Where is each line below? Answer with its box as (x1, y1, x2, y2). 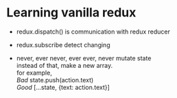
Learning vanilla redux (6, 5, 137, 21)
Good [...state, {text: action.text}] (16, 83, 110, 91)
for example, (16, 69, 52, 77)
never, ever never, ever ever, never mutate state (16, 53, 152, 62)
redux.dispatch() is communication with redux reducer (16, 27, 171, 36)
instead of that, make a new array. (16, 61, 113, 69)
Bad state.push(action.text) (16, 75, 94, 84)
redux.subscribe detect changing (16, 40, 110, 49)
